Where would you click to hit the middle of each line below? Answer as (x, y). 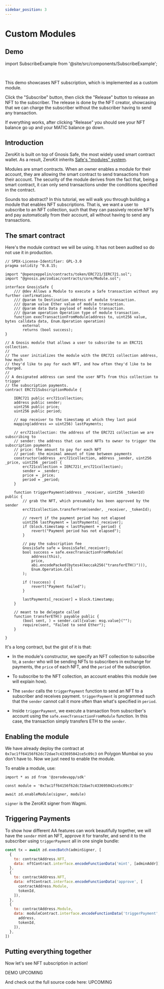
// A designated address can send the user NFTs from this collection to (82, 377)
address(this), (47, 557)
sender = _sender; (41, 471)
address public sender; (38, 403)
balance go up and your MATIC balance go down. (55, 127)
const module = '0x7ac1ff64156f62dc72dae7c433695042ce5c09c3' (70, 786)
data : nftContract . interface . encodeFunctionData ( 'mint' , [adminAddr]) (87, 863)
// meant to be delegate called (47, 612)
